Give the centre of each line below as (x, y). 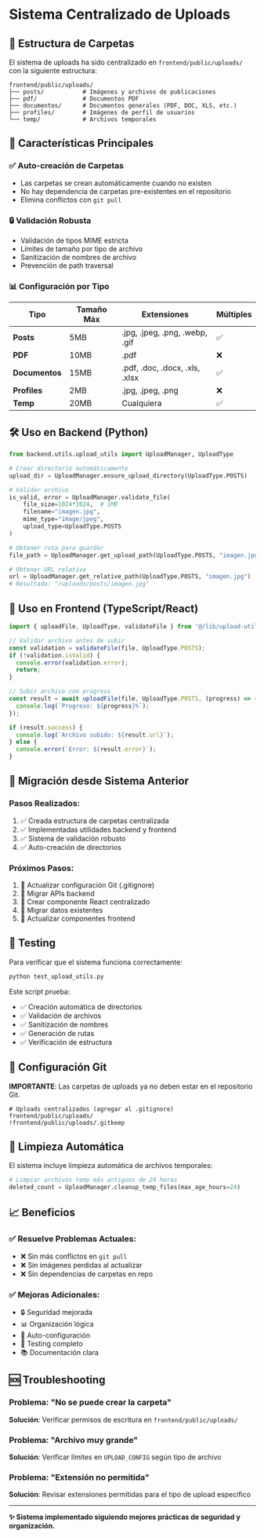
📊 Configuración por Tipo (59, 286)
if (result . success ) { (46, 727)
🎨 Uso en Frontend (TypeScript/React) (104, 608)
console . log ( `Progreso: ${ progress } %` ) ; (83, 706)
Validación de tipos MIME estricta (74, 240)
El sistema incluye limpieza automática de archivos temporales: (111, 1166)
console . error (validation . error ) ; (72, 663)
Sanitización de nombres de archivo (78, 257)
